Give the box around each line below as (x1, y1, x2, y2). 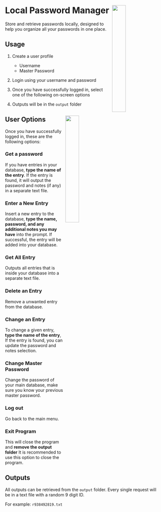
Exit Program (5, 428, 36, 435)
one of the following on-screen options (12, 91, 90, 97)
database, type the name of (5, 167, 62, 173)
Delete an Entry (5, 288, 42, 294)
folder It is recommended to (5, 449, 62, 455)
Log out (5, 404, 23, 411)
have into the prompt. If (5, 232, 52, 238)
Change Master (5, 360, 43, 366)
